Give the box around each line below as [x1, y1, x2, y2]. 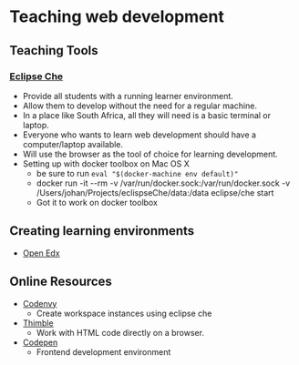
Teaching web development [9, 6, 225, 27]
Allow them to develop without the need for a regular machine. [22, 100, 258, 111]
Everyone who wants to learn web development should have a [22, 129, 257, 140]
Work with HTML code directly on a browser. [36, 327, 205, 338]
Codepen [22, 337, 58, 348]
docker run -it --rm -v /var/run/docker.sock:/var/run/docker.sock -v [36, 177, 291, 188]
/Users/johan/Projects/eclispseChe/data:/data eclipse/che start [36, 187, 274, 198]
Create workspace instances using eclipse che [36, 308, 212, 319]
